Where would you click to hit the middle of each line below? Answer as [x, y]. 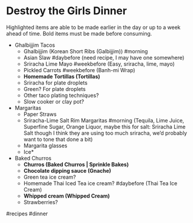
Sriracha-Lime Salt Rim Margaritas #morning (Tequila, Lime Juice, [104, 120]
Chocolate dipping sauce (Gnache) [67, 170]
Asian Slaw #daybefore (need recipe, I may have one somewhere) [104, 57]
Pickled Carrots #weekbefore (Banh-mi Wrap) [79, 70]
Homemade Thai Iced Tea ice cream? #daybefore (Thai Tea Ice [100, 183]
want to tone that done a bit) [58, 139]
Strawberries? [41, 202]
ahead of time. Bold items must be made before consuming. [79, 33]
